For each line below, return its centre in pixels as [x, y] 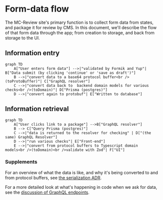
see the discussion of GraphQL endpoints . [47, 192]
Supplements [21, 162]
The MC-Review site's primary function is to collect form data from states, [79, 22]
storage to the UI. [22, 38]
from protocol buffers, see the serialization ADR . [54, 178]
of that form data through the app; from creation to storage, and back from [80, 33]
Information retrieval [37, 109]
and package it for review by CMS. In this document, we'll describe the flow [81, 27]
